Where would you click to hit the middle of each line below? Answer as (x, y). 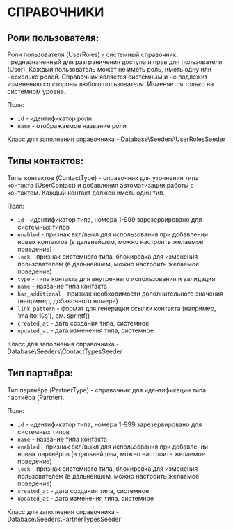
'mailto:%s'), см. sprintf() (54, 315)
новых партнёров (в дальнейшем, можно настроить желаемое (111, 453)
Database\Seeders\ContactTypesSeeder (65, 351)
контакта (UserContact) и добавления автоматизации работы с (101, 185)
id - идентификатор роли (55, 118)
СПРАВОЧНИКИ (56, 12)
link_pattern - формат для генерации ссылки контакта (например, (117, 308)
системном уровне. (37, 91)
